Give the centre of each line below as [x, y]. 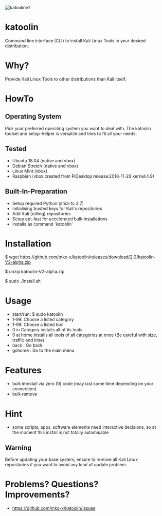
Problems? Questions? [52, 484]
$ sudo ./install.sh [23, 281]
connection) [24, 389]
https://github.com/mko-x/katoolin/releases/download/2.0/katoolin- [88, 257]
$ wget [12, 257]
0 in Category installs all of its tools [47, 330]
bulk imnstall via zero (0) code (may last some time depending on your [83, 384]
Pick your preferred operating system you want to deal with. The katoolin [78, 128]
